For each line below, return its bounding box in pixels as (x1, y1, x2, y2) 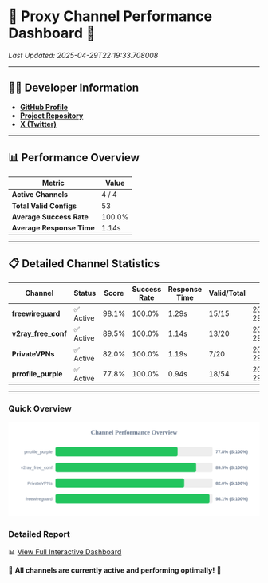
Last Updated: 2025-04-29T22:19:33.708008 (8, 50, 159, 60)
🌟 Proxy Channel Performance (8, 7, 213, 26)
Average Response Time (11, 223, 96, 233)
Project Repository (19, 111, 84, 120)
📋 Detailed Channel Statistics (8, 257, 160, 270)
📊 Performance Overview (8, 151, 140, 164)
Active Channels (11, 190, 69, 199)
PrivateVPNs (11, 349, 55, 358)
